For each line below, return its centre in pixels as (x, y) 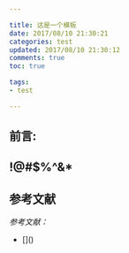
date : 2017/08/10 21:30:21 (59, 33)
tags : (19, 82)
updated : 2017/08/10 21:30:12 (65, 50)
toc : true (27, 66)
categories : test (41, 42)
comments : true (37, 58)
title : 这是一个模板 (43, 25)
